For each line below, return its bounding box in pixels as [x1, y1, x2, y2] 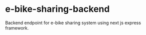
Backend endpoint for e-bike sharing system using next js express [5, 20, 141, 26]
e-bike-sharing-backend [5, 3, 110, 15]
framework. [5, 25, 29, 31]
